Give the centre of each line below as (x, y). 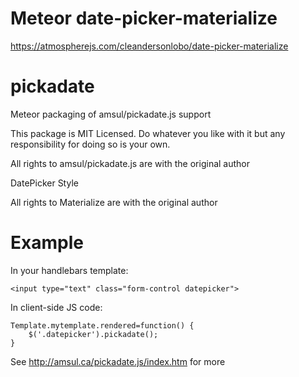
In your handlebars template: (69, 270)
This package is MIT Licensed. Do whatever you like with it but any (148, 133)
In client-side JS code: (56, 307)
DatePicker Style (44, 183)
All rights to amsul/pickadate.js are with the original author (130, 163)
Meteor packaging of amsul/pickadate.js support (111, 114)
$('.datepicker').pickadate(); (93, 334)
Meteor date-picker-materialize (144, 18)
